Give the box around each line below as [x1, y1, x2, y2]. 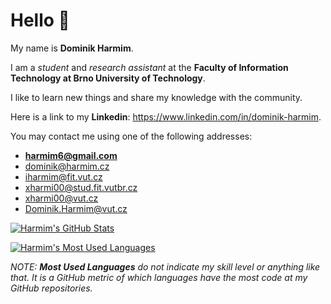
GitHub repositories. [10, 282, 93, 294]
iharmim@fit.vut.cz [24, 170, 103, 183]
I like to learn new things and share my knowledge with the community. [10, 91, 303, 103]
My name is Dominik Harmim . [10, 42, 134, 54]
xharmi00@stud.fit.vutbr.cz [24, 181, 138, 193]
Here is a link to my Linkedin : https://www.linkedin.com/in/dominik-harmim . [10, 110, 322, 123]
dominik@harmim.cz [24, 160, 110, 172]
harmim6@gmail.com [24, 149, 118, 161]
